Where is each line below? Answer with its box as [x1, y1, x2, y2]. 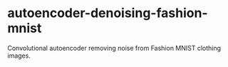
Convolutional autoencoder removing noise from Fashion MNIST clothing [7, 43, 222, 52]
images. [7, 51, 31, 60]
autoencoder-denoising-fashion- [7, 5, 208, 21]
